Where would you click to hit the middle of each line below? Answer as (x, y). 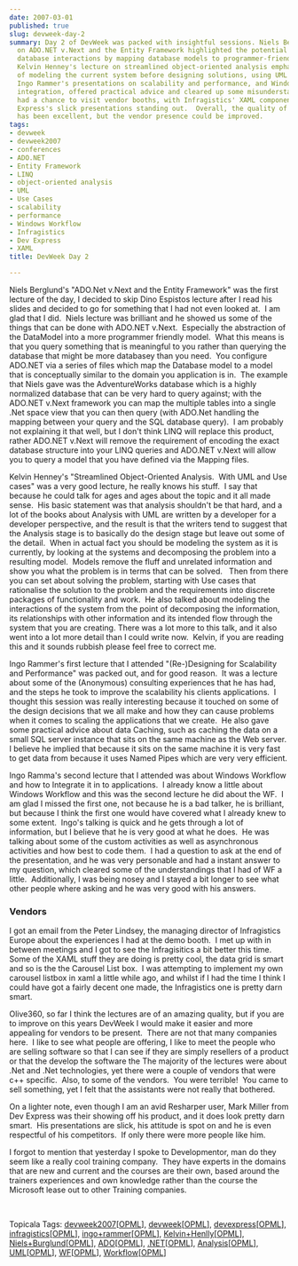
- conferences (35, 149)
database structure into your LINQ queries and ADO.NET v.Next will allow (143, 450)
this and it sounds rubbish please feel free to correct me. (113, 646)
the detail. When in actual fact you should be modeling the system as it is (144, 543)
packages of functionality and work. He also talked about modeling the (140, 599)
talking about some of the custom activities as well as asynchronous (134, 841)
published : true (39, 26)
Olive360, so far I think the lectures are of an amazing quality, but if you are (147, 1014)
